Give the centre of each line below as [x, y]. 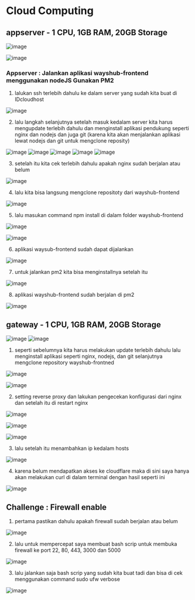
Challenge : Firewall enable [57, 507]
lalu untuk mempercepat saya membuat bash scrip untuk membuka [96, 544]
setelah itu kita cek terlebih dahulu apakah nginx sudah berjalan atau [97, 164]
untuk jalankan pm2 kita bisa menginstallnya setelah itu [81, 272]
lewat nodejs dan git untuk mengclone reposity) [72, 141]
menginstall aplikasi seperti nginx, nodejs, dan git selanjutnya [88, 357]
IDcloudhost [29, 99]
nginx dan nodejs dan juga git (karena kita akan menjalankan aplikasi [97, 135]
